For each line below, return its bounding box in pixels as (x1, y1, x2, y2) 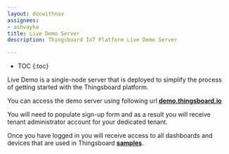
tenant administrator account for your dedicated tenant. (7, 117, 169, 127)
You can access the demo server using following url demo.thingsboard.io (7, 96, 223, 105)
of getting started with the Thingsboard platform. (7, 83, 149, 91)
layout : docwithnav (7, 10, 65, 18)
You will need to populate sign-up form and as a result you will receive (7, 110, 211, 119)
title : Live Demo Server (7, 30, 80, 37)
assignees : (7, 17, 39, 24)
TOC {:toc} (17, 62, 49, 70)
